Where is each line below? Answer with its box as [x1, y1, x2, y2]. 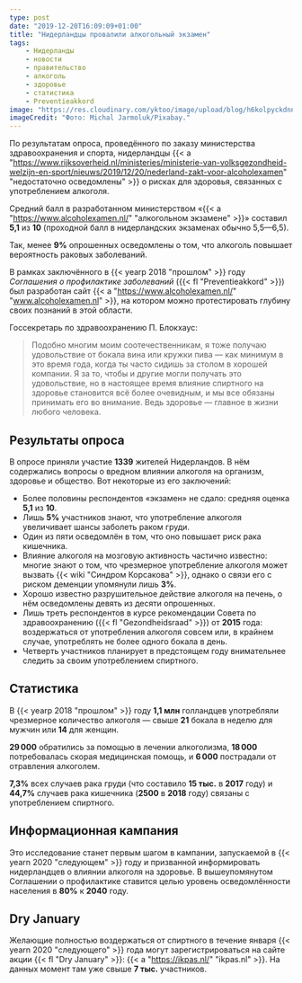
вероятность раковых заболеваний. [9, 249, 147, 261]
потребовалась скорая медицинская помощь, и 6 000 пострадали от [9, 751, 277, 762]
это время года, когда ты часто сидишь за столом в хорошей [31, 359, 268, 369]
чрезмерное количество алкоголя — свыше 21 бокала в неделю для [9, 714, 273, 725]
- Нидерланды [25, 47, 75, 56]
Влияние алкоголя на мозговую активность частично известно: [22, 550, 268, 561]
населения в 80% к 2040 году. [9, 885, 129, 896]
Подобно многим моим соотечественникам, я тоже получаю [31, 340, 267, 350]
